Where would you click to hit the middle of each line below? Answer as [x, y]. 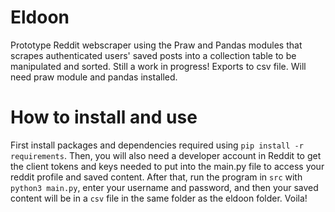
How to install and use [104, 117]
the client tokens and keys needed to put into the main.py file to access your [167, 166]
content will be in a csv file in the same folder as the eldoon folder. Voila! [159, 198]
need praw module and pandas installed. [94, 77]
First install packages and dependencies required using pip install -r [157, 145]
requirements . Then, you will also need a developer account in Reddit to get [166, 155]
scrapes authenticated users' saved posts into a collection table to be [153, 55]
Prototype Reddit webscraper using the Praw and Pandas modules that [156, 45]
